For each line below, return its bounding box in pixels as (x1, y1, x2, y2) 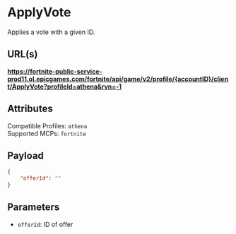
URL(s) (7, 48, 38, 60)
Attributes (7, 103, 53, 115)
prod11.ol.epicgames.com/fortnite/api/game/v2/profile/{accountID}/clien (7, 74, 228, 83)
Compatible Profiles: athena (7, 121, 88, 130)
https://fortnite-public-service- (7, 67, 102, 75)
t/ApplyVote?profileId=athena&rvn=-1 (7, 82, 122, 91)
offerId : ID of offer (17, 220, 73, 228)
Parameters (7, 201, 60, 213)
